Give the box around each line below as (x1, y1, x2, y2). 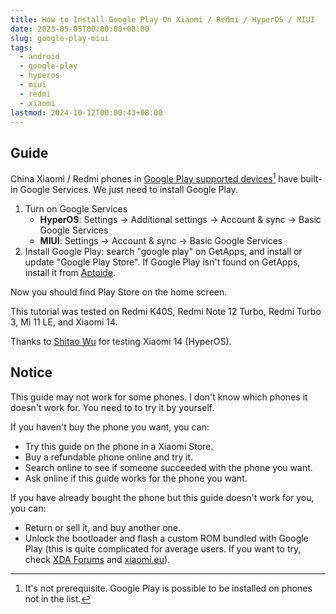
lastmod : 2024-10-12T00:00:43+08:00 (10, 107, 163, 118)
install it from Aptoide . (24, 266, 117, 278)
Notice (10, 364, 53, 381)
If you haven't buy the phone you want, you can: (10, 421, 210, 433)
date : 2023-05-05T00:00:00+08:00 (10, 24, 150, 34)
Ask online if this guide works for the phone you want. (24, 472, 248, 484)
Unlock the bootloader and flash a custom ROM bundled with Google (24, 532, 309, 544)
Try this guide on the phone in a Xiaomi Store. (24, 440, 214, 452)
